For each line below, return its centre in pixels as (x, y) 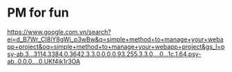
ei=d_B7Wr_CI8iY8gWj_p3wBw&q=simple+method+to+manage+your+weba (115, 39)
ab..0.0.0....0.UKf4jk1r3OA (44, 61)
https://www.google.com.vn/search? (59, 32)
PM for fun (38, 13)
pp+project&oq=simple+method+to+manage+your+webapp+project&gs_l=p (116, 46)
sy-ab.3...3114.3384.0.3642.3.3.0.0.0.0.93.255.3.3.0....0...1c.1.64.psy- (104, 54)
